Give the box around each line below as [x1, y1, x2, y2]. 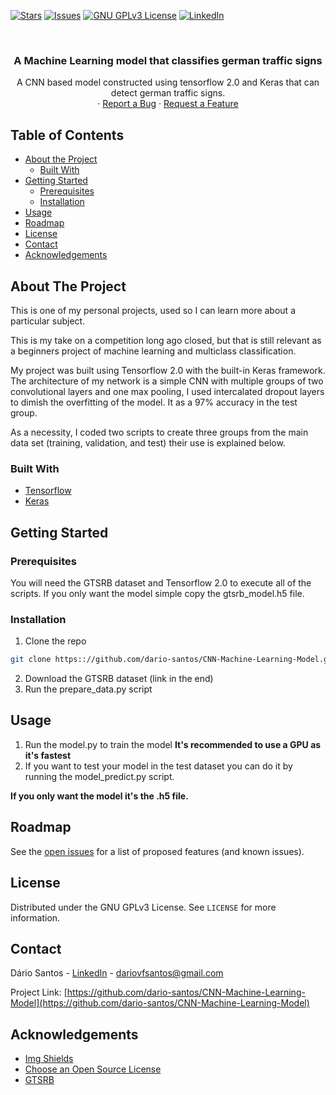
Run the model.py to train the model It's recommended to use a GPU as [24, 738, 322, 750]
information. [10, 911, 61, 924]
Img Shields [24, 1053, 74, 1065]
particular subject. [10, 315, 86, 327]
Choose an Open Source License [24, 1063, 162, 1075]
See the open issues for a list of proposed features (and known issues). [10, 845, 305, 857]
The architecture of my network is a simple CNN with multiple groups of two [10, 375, 324, 387]
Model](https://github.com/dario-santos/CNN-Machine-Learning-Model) [10, 997, 310, 1009]
